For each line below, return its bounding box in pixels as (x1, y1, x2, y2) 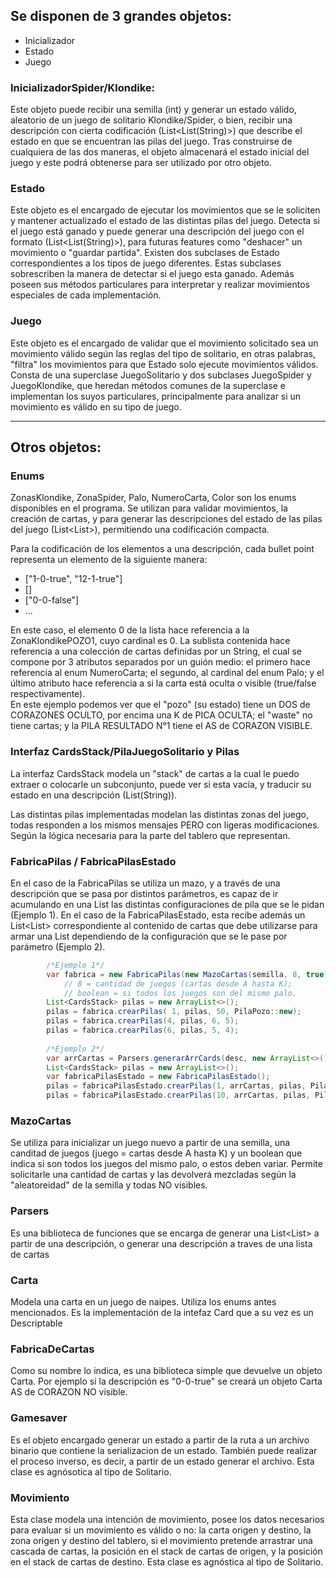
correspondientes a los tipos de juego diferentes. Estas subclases (10, 257, 282, 269)
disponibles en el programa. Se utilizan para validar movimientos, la (10, 502, 288, 514)
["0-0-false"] (24, 594, 80, 606)
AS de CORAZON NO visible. (10, 1386, 128, 1398)
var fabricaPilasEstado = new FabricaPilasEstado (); (46, 1072, 271, 1082)
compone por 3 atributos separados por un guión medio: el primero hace (10, 656, 311, 668)
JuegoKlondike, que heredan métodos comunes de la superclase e (10, 379, 287, 391)
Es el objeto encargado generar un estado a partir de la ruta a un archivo (10, 1434, 310, 1446)
